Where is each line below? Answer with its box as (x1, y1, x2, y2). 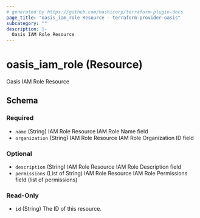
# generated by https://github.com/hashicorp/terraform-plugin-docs (6, 9, 184, 15)
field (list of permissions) (15, 176, 78, 183)
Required (6, 114, 34, 122)
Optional (6, 149, 32, 158)
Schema (6, 96, 38, 106)
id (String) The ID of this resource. (15, 205, 102, 213)
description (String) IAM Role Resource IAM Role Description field (15, 163, 181, 171)
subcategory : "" (6, 20, 47, 26)
